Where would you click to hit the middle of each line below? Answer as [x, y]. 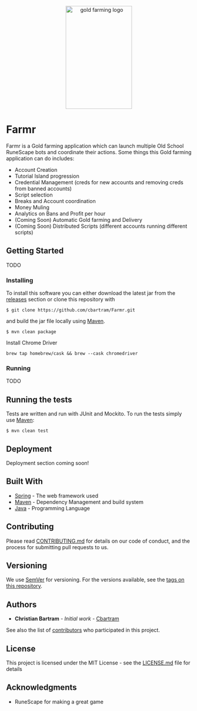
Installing [20, 280]
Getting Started [35, 251]
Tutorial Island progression [47, 176]
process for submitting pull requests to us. [57, 547]
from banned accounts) [43, 188]
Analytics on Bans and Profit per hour [60, 213]
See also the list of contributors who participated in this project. [83, 630]
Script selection [34, 195]
